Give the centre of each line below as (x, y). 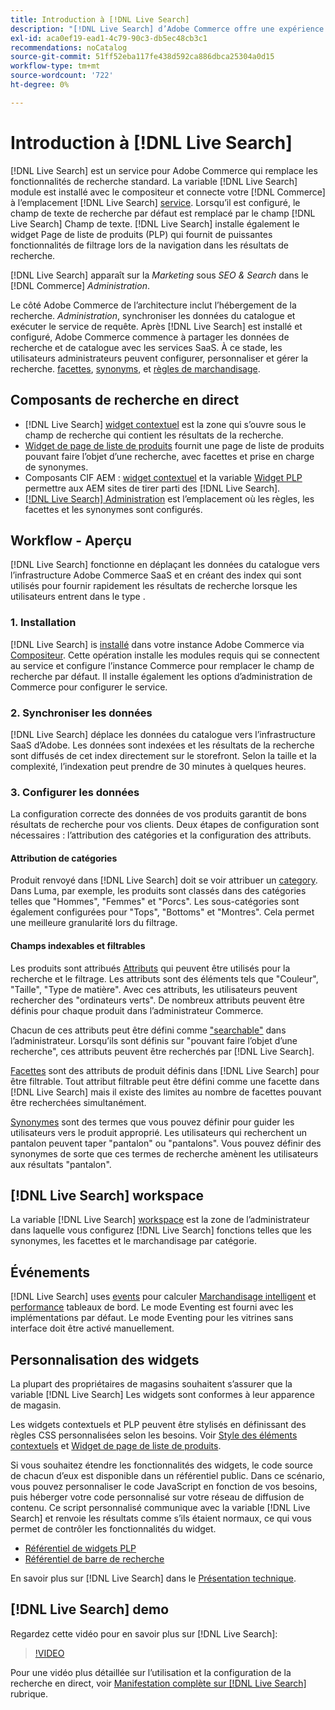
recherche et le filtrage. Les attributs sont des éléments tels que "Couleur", (164, 978)
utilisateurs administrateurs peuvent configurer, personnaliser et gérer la (159, 358)
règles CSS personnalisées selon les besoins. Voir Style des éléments (154, 1435)
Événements (50, 1272)
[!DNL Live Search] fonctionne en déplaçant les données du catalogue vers (165, 565)
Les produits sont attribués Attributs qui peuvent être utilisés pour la (150, 968)
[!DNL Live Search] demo (90, 1609)
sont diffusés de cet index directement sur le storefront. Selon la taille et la (163, 755)
